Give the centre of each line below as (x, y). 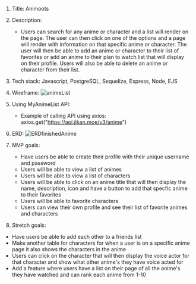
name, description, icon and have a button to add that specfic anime (104, 188)
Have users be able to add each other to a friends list (77, 237)
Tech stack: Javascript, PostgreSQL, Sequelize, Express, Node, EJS (94, 81)
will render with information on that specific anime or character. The (104, 44)
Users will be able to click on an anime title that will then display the (103, 182)
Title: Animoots (30, 9)
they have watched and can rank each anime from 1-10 (79, 274)
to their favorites (41, 195)
